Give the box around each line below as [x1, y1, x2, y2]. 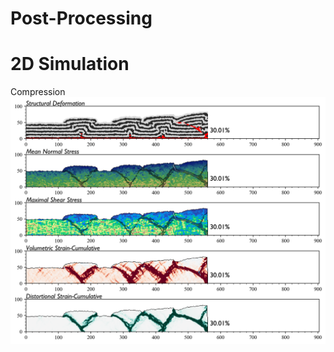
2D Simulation [10, 53, 130, 76]
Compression [10, 86, 66, 98]
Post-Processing [10, 7, 153, 30]
